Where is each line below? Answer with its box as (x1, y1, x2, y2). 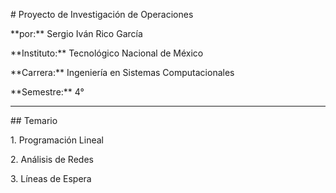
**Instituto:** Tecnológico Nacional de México (10, 47, 204, 59)
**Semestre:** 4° (10, 86, 85, 98)
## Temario (10, 115, 58, 126)
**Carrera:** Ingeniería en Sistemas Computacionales (10, 67, 235, 78)
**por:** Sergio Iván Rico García (10, 28, 143, 39)
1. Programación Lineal (10, 134, 105, 146)
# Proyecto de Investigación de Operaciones (10, 9, 194, 20)
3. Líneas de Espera (10, 173, 92, 184)
